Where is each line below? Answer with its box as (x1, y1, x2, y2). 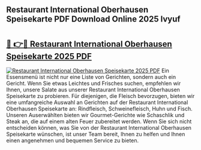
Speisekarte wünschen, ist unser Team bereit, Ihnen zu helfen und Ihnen (6, 131, 185, 137)
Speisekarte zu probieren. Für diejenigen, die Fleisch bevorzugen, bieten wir (6, 93, 195, 99)
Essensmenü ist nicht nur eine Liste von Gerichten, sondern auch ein (6, 74, 176, 80)
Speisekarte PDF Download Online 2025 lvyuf (6, 14, 181, 25)
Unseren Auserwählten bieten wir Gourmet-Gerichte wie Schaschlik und (6, 112, 185, 118)
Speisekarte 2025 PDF (6, 51, 92, 62)
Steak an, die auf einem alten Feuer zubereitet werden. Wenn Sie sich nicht (6, 118, 192, 125)
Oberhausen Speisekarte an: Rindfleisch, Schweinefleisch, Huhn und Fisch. (6, 105, 193, 112)
